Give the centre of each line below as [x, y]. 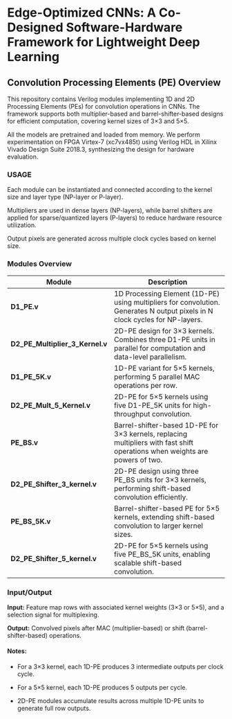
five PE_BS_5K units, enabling [162, 554]
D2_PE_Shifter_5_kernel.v [54, 558]
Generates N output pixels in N [163, 311]
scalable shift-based [147, 562]
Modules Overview [40, 264]
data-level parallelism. [150, 357]
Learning [33, 57]
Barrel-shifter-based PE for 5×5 [167, 508]
